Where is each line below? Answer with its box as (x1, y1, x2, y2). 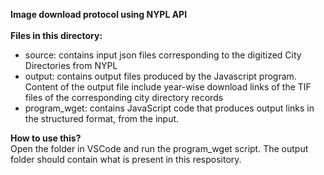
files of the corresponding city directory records (24, 92, 224, 103)
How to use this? (10, 132, 82, 144)
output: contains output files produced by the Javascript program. (24, 70, 297, 82)
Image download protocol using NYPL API (10, 9, 188, 20)
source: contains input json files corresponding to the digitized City (24, 49, 302, 61)
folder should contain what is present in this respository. (10, 154, 242, 165)
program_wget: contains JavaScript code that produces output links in (24, 102, 315, 114)
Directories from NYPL (24, 60, 118, 71)
